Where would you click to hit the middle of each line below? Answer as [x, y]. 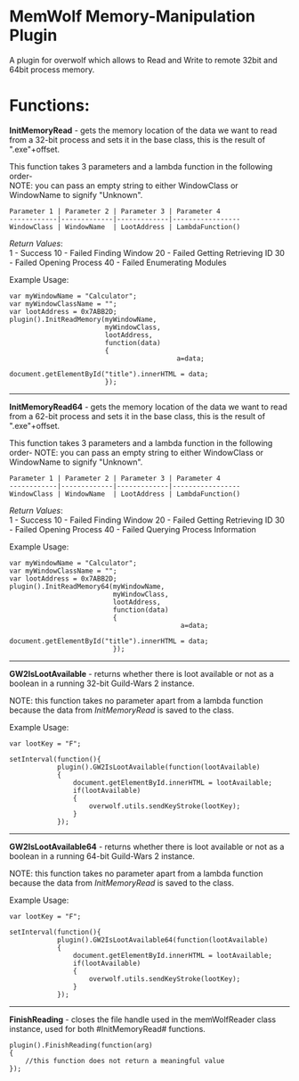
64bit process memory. [52, 70]
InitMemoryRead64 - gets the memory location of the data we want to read [148, 407]
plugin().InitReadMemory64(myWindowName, [87, 586]
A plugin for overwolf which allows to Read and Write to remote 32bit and [143, 60]
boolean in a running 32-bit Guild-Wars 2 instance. [102, 683]
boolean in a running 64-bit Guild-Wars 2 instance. [102, 856]
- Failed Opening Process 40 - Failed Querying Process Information [133, 529]
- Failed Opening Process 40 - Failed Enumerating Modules [118, 262]
